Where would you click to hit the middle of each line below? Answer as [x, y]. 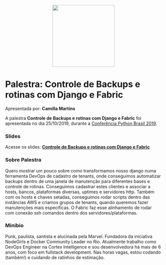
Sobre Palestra [23, 160]
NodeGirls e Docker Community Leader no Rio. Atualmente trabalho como [81, 241]
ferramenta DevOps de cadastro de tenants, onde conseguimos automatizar [83, 176]
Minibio [14, 225]
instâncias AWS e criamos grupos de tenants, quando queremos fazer [77, 202]
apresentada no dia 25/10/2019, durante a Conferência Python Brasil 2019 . [81, 123]
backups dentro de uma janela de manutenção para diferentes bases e [78, 181]
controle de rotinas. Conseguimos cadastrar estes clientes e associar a [78, 186]
